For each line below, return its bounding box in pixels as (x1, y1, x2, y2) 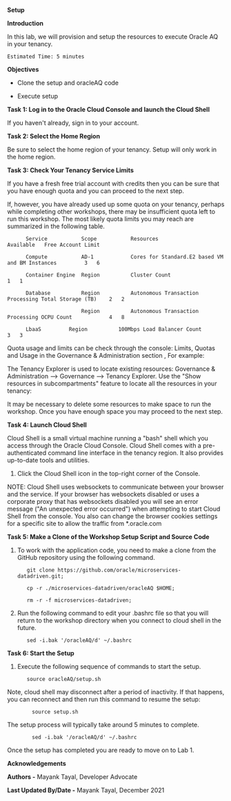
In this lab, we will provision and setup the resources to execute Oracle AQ (7, 32, 219, 41)
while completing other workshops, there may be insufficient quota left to (7, 207, 216, 216)
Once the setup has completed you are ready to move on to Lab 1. (7, 746, 194, 754)
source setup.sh (32, 709, 79, 716)
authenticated (7, 449, 47, 457)
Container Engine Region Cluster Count (25, 272, 171, 278)
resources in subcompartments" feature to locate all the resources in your (7, 379, 217, 387)
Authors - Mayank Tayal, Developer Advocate (7, 773, 138, 781)
